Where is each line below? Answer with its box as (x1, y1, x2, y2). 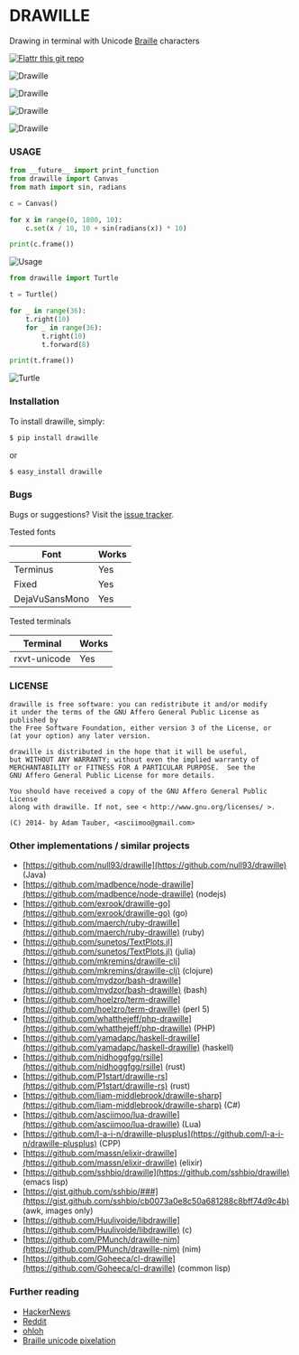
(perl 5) (182, 1004, 210, 1014)
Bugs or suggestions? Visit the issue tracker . (9, 509, 175, 519)
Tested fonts (9, 526, 56, 537)
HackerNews (22, 1306, 71, 1317)
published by (9, 715, 59, 724)
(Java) (22, 869, 47, 881)
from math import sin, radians (9, 182, 127, 192)
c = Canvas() (9, 199, 59, 208)
